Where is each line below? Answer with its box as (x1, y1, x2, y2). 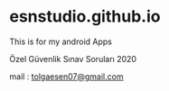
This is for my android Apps (9, 36, 113, 47)
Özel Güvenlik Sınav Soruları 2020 (9, 53, 137, 64)
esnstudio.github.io (9, 6, 161, 27)
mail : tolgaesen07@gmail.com (9, 70, 124, 82)
